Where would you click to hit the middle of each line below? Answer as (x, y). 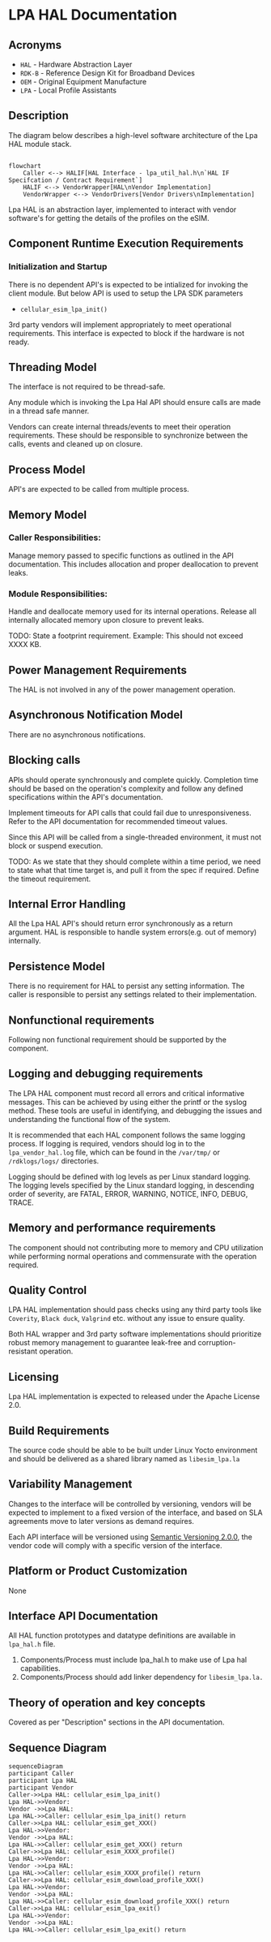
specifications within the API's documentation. (86, 796)
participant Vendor (41, 1788)
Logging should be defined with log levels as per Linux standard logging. (129, 1176)
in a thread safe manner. (49, 411)
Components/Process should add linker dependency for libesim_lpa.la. (142, 1677)
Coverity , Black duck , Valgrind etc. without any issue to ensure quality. (127, 1318)
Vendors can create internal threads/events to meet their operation (120, 427)
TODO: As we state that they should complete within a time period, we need (135, 861)
